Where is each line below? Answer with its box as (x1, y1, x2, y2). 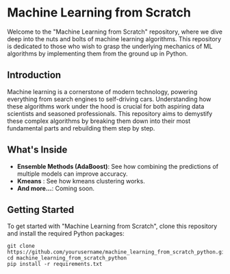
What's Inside (7, 144, 68, 156)
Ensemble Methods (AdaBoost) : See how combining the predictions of (16, 162, 219, 170)
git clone (7, 242, 36, 250)
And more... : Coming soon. (16, 184, 94, 192)
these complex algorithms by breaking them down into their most (7, 117, 191, 125)
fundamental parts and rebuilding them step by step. (7, 124, 155, 132)
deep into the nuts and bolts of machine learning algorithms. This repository (7, 34, 221, 43)
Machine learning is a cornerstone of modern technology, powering (7, 87, 198, 95)
